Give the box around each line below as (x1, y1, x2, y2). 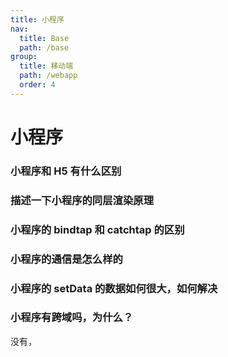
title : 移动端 (19, 61, 74, 71)
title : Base (19, 33, 70, 43)
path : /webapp (19, 71, 78, 81)
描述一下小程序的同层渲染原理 (10, 193, 155, 207)
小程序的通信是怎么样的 (10, 252, 123, 266)
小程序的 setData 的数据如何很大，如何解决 (10, 281, 218, 295)
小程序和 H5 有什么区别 (10, 164, 122, 178)
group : (10, 52, 38, 62)
